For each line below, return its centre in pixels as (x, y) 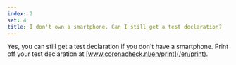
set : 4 (17, 20)
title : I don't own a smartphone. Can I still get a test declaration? (114, 27)
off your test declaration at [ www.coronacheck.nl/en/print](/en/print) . (108, 54)
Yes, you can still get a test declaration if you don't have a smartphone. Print (118, 47)
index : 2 (20, 14)
